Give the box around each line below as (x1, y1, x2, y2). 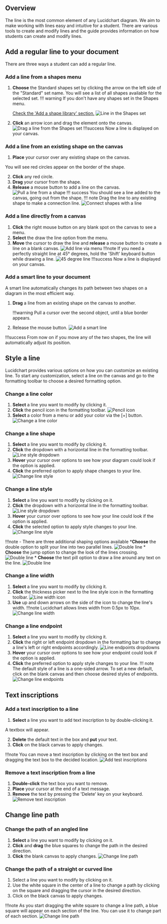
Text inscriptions (5, 691, 59, 699)
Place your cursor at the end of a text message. (12, 786, 110, 792)
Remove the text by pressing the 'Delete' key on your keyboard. (12, 791, 143, 797)
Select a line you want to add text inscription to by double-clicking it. (12, 717, 154, 723)
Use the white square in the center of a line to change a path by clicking (12, 882, 160, 888)
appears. (12, 314, 31, 321)
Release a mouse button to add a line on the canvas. (12, 184, 120, 190)
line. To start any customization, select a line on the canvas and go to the (5, 372, 155, 378)
